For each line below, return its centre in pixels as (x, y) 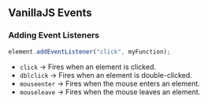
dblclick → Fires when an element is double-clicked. (106, 75)
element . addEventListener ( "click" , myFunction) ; (89, 51)
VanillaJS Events (50, 13)
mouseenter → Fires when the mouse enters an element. (110, 83)
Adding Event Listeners (54, 35)
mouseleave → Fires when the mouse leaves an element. (110, 92)
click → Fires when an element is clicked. (87, 67)
